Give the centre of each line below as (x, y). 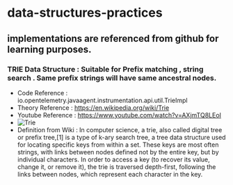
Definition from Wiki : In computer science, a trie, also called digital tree (120, 129)
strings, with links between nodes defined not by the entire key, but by (118, 152)
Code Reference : (42, 92)
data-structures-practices (85, 13)
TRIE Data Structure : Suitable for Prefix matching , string (105, 69)
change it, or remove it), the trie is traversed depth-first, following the (116, 167)
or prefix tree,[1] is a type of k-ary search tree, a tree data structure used (121, 137)
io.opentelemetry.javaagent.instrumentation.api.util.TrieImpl (102, 100)
